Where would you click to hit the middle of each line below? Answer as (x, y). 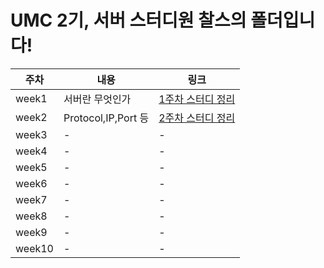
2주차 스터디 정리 (197, 118)
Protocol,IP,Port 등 (106, 118)
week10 (34, 248)
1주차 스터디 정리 (197, 99)
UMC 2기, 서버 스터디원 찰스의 (128, 20)
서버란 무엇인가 (97, 99)
